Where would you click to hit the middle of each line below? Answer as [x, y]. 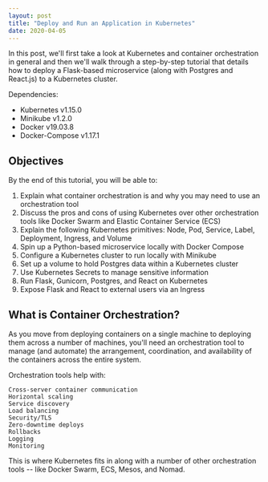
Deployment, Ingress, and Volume [76, 238]
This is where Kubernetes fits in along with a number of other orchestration [132, 461]
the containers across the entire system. [75, 359]
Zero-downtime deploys [46, 425]
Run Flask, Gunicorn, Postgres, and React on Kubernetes [114, 281]
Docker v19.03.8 [47, 127]
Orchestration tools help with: [57, 375]
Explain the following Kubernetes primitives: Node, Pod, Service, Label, [137, 230]
